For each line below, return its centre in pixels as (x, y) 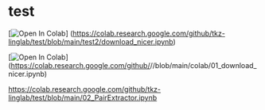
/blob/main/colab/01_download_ (205, 65)
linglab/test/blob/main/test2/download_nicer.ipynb (91, 41)
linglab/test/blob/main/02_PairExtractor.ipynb (83, 97)
